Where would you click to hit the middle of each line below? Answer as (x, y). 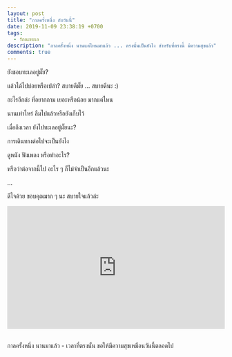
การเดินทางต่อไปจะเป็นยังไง (38, 141)
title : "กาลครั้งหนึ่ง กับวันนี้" (41, 20)
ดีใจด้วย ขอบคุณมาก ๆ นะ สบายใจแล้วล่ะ (53, 196)
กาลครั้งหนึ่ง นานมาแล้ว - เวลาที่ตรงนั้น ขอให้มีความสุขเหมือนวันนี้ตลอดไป (90, 346)
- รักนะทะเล (26, 39)
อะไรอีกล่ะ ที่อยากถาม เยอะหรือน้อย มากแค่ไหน (60, 99)
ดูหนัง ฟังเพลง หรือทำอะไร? (39, 155)
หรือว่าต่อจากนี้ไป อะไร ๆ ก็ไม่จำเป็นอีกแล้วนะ (58, 168)
